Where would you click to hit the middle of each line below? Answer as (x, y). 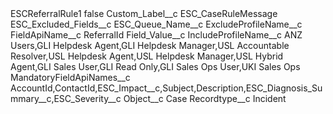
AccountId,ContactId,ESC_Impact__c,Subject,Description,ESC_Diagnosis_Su (166, 88)
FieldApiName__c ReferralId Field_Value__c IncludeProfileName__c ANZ (156, 35)
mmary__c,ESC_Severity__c (66, 98)
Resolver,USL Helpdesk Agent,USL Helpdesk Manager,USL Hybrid (147, 56)
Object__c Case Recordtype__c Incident (205, 98)
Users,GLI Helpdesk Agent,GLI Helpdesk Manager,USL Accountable (150, 45)
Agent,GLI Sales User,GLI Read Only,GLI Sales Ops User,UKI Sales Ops (155, 66)
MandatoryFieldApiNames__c (70, 77)
